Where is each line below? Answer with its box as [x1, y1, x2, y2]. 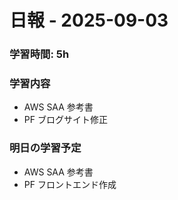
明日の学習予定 [9, 141, 82, 155]
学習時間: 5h [9, 47, 70, 61]
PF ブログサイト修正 [23, 114, 108, 126]
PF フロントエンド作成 [23, 178, 117, 190]
